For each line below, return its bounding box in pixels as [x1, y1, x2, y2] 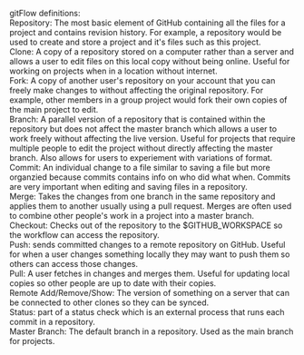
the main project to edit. [9, 104, 99, 114]
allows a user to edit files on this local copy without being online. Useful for [9, 56, 290, 66]
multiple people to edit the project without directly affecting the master [9, 143, 274, 153]
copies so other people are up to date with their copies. [9, 278, 217, 289]
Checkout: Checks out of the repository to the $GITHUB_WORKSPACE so [9, 220, 283, 231]
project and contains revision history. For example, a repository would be [9, 27, 282, 37]
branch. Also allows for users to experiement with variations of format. [9, 153, 273, 163]
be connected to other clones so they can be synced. [9, 297, 210, 308]
